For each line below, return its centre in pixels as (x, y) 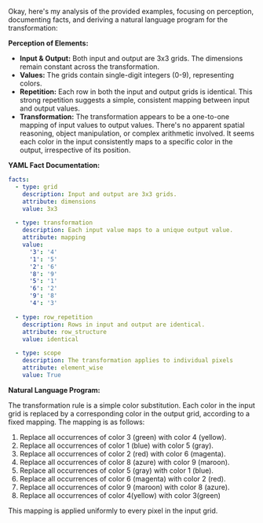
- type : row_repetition (54, 317)
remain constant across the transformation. (89, 67)
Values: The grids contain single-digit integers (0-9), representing (126, 75)
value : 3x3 (40, 209)
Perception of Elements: (48, 43)
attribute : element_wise (63, 368)
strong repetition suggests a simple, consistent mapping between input (134, 100)
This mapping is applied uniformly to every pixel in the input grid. (113, 510)
